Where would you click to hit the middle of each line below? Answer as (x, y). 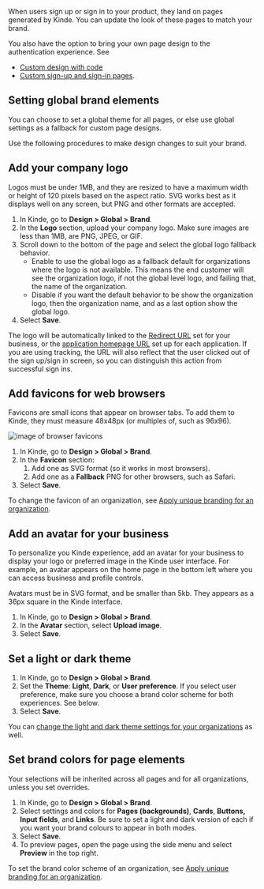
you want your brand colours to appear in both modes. (108, 827)
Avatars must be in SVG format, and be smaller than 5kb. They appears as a (131, 593)
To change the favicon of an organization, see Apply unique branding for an (131, 500)
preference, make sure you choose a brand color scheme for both (126, 695)
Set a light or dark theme (70, 659)
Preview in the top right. (59, 853)
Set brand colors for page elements (97, 760)
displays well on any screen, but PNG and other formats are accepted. (122, 204)
